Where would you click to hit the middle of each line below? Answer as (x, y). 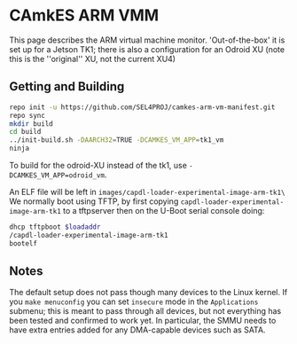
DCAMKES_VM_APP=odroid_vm (57, 176)
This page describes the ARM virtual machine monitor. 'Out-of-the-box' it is (147, 40)
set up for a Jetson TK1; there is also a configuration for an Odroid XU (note (147, 49)
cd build (25, 132)
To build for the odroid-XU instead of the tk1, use (98, 165)
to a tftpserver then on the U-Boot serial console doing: (164, 211)
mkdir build (31, 124)
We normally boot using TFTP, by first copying (94, 201)
